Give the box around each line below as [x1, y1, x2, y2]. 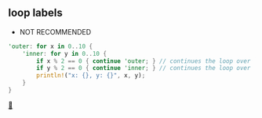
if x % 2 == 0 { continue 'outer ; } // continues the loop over [36, 57, 251, 65]
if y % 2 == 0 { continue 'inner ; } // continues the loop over [36, 65, 251, 72]
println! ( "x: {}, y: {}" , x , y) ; [36, 72, 146, 79]
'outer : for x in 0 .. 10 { [8, 42, 93, 50]
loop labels [8, 6, 63, 20]
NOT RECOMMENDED [19, 27, 92, 36]
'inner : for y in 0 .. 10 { [22, 50, 107, 57]
